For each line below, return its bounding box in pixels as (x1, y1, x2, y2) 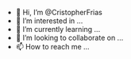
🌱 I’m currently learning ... (15, 25, 101, 33)
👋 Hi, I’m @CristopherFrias (15, 8, 103, 17)
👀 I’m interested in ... (15, 16, 83, 26)
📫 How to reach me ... (15, 42, 90, 51)
